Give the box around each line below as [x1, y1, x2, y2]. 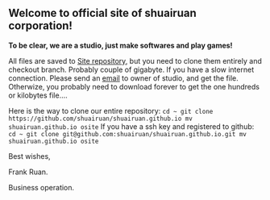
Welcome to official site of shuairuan [8, 6, 197, 20]
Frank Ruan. [8, 167, 48, 177]
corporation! [8, 19, 73, 33]
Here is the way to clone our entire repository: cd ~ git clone [8, 106, 214, 115]
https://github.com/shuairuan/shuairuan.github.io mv [8, 115, 193, 123]
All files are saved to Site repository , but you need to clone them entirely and [8, 56, 262, 65]
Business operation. [8, 182, 75, 192]
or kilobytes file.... [8, 90, 69, 100]
